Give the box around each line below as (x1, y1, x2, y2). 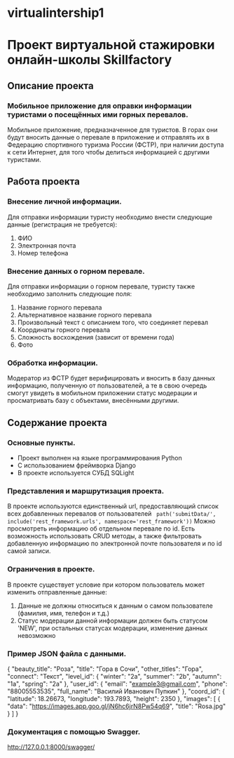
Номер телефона (17, 248, 69, 257)
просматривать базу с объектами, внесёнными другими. (7, 397, 179, 405)
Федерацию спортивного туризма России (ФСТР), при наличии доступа (7, 140, 224, 149)
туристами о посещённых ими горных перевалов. (7, 109, 188, 119)
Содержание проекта (7, 416, 107, 429)
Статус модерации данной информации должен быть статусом (17, 616, 208, 625)
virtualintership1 (7, 5, 104, 21)
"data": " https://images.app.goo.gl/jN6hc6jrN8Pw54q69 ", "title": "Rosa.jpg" (7, 702, 226, 710)
